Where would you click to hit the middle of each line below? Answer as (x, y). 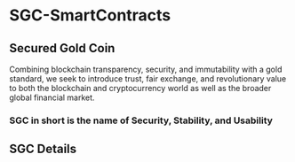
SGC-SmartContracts (90, 15)
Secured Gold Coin (62, 48)
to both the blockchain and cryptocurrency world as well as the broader (140, 88)
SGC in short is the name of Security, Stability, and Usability (141, 120)
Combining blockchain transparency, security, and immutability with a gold (146, 69)
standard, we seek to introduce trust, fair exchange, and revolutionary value (148, 79)
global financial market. (52, 97)
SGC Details (43, 149)
